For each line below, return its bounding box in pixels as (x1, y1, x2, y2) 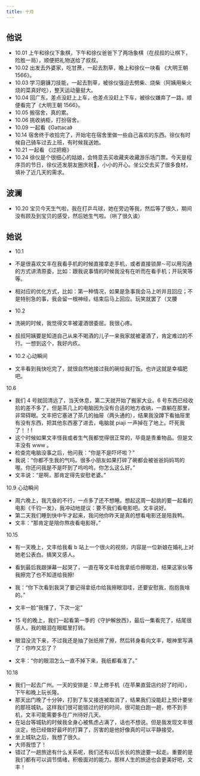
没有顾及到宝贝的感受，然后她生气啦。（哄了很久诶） (14, 213, 143, 220)
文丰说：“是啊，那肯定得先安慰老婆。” (14, 471, 106, 479)
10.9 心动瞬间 (6, 484, 39, 492)
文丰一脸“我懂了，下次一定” (14, 604, 83, 611)
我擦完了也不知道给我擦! (14, 571, 75, 578)
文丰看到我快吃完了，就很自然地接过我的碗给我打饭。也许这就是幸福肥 (14, 365, 188, 372)
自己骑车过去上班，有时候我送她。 (20, 139, 104, 146)
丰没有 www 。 (14, 441, 53, 449)
